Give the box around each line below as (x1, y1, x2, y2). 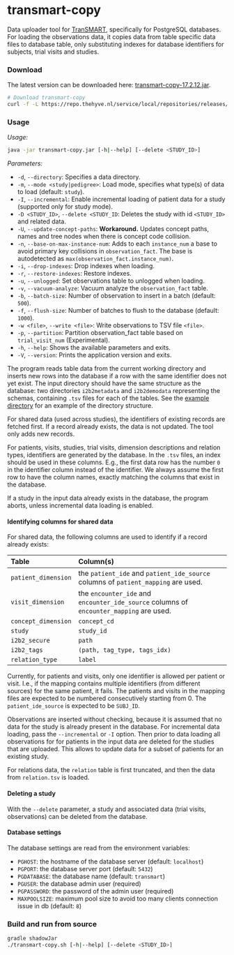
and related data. (17, 217, 66, 225)
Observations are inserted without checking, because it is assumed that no (7, 715, 222, 724)
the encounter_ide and (78, 588, 152, 598)
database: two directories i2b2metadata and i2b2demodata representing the (7, 387, 221, 395)
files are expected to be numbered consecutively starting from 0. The (7, 694, 207, 703)
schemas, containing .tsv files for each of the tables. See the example (7, 394, 210, 403)
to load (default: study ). (17, 188, 85, 196)
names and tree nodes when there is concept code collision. (17, 232, 191, 241)
